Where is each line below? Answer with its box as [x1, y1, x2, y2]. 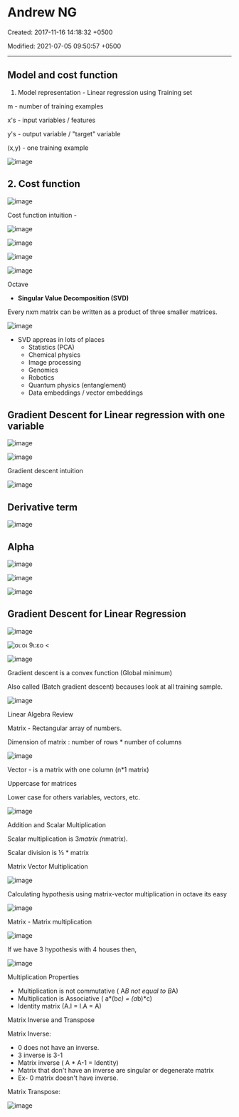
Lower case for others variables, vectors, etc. [7, 793, 141, 802]
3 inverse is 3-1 [17, 1051, 63, 1059]
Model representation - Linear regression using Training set [17, 88, 193, 96]
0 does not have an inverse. [17, 1043, 100, 1051]
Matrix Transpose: [7, 1087, 61, 1096]
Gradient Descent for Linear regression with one [7, 408, 225, 421]
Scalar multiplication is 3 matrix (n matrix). [7, 834, 128, 843]
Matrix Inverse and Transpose [7, 1015, 95, 1024]
